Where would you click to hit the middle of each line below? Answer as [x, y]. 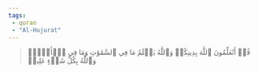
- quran [24, 23]
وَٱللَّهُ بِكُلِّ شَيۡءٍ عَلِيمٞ [62, 60]
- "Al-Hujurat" [36, 30]
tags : [17, 15]
